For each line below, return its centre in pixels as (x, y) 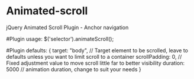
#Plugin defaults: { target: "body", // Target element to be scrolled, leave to (97, 50)
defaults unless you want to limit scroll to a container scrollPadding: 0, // (94, 56)
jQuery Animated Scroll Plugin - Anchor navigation (67, 27)
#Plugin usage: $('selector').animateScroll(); (60, 39)
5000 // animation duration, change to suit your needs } (74, 69)
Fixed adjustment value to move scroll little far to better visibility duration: (96, 63)
